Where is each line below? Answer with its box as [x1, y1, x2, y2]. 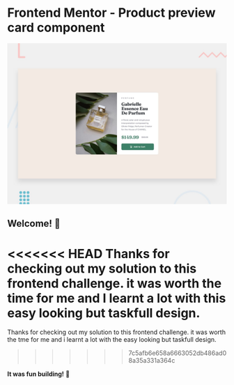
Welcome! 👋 [7, 218, 61, 229]
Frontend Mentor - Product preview [7, 5, 216, 21]
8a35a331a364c [128, 356, 175, 365]
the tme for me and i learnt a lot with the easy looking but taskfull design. [7, 335, 217, 344]
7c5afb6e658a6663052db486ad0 [128, 349, 227, 357]
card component [7, 20, 105, 36]
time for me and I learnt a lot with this [7, 290, 226, 306]
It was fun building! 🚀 [7, 370, 70, 378]
